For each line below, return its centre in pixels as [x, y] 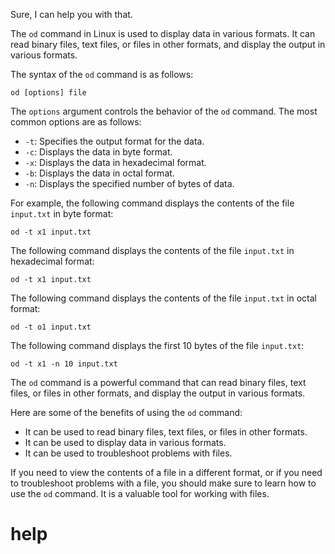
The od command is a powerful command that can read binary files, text [158, 382]
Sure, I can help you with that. [71, 14]
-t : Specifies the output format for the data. [114, 141]
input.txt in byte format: [62, 213]
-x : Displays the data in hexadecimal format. [115, 162]
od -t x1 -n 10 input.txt [64, 364]
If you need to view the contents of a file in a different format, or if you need [166, 472]
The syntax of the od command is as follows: [102, 74]
